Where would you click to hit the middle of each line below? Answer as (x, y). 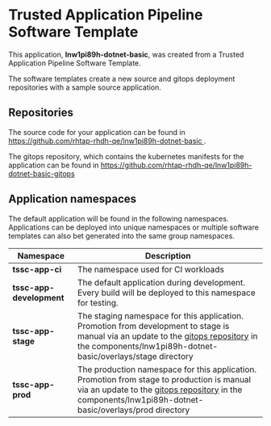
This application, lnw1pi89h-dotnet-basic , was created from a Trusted (126, 54)
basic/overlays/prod (115, 410)
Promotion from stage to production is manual (164, 379)
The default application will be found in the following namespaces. (119, 218)
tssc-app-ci (37, 269)
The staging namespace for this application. (161, 315)
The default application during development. (161, 282)
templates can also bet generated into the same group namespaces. (122, 235)
